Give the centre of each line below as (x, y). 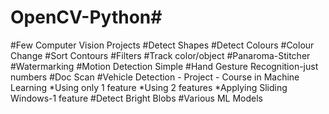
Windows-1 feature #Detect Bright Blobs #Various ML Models (136, 98)
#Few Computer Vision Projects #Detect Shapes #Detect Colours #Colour (162, 45)
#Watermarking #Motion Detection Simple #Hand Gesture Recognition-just (164, 66)
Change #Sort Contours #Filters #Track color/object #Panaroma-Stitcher (160, 55)
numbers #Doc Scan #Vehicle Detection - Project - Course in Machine (155, 77)
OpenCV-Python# (86, 17)
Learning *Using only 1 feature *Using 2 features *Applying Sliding (149, 87)
